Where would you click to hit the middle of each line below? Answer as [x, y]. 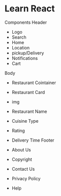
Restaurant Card [28, 92]
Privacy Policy [26, 178]
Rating [18, 130]
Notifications [25, 58]
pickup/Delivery [28, 53]
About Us [21, 149]
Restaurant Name [29, 111]
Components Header [26, 22]
